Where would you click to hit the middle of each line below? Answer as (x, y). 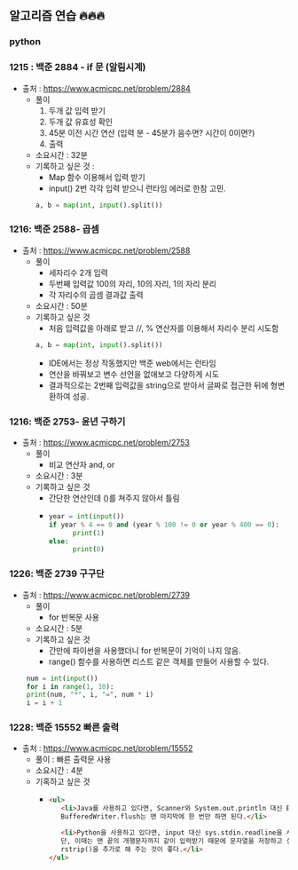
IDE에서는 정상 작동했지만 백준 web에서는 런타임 (133, 363)
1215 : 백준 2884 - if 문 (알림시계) (78, 67)
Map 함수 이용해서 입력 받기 (97, 177)
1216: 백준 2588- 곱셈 (54, 229)
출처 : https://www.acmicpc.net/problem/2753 (106, 442)
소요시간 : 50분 (62, 305)
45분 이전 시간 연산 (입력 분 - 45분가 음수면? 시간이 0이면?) (152, 132)
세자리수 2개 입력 (78, 273)
